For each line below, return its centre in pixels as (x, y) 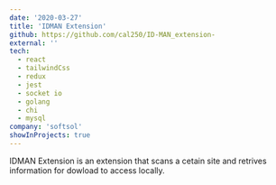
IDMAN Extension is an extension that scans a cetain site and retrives (138, 161)
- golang (34, 102)
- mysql (32, 118)
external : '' (34, 43)
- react (32, 60)
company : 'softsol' (46, 127)
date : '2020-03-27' (46, 18)
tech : (19, 51)
